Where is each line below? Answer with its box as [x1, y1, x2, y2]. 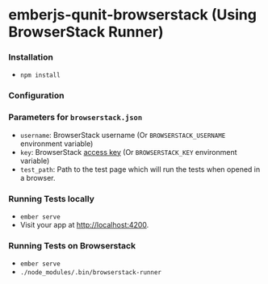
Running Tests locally [8, 193, 95, 204]
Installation [8, 52, 54, 63]
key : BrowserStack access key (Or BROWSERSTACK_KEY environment [19, 147, 237, 157]
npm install [19, 71, 61, 80]
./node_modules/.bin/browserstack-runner [19, 269, 161, 277]
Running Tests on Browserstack [8, 240, 136, 251]
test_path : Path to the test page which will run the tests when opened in [19, 164, 261, 174]
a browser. [19, 173, 56, 182]
